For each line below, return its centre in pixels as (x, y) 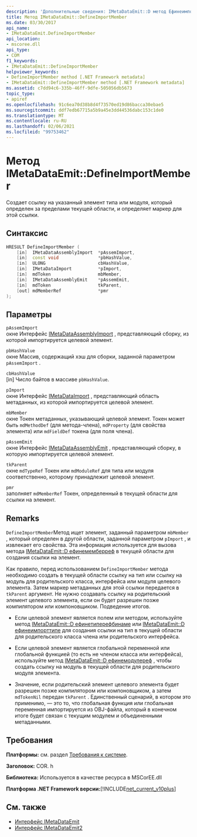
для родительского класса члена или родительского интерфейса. (97, 637)
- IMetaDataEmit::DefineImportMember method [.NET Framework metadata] (95, 83)
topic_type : (21, 94)
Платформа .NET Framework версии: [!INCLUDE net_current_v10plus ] (91, 789)
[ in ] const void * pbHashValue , (74, 258)
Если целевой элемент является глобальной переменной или (92, 648)
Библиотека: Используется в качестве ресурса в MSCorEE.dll (84, 777)
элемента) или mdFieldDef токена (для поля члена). (70, 431)
